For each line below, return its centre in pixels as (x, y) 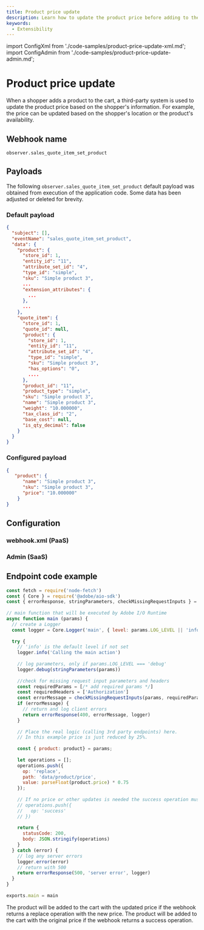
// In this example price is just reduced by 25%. (83, 737)
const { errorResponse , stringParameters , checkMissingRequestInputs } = (102, 602)
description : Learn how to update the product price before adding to (97, 18)
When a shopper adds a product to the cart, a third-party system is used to (100, 100)
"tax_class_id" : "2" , (50, 414)
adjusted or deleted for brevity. (45, 199)
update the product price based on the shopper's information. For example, (101, 107)
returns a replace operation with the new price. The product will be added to (102, 914)
